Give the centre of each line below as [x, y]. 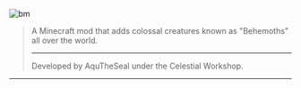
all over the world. [64, 40]
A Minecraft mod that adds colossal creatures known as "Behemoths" [160, 31]
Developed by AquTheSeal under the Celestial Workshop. [137, 66]
